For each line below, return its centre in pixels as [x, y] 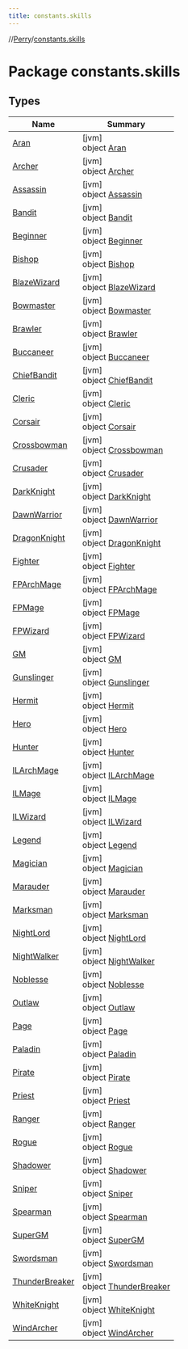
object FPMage [111, 613]
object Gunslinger [116, 682]
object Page [105, 1031]
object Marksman [115, 914]
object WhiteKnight [118, 1309]
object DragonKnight [121, 542]
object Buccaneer [116, 356]
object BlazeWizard [119, 287]
